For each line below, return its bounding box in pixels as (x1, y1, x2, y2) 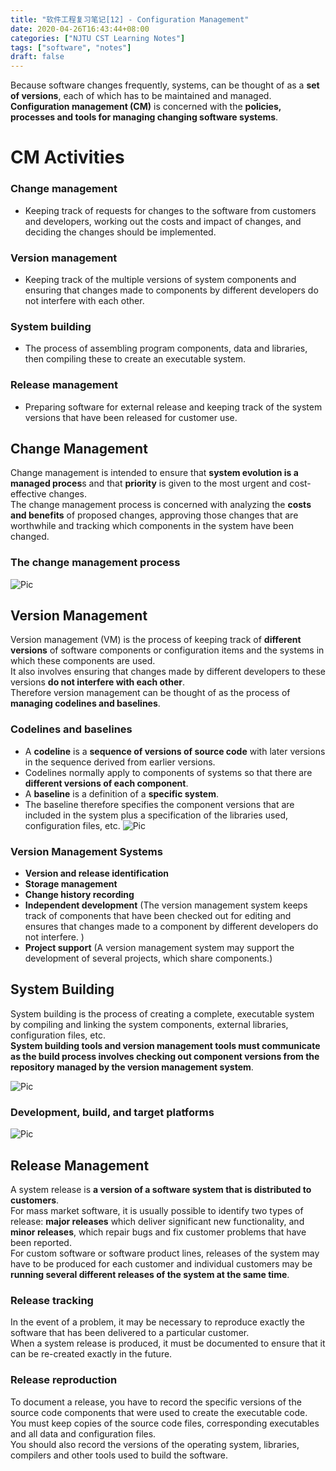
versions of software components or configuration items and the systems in (10, 644, 325, 656)
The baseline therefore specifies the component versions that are (24, 798, 295, 810)
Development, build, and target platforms (10, 1105, 215, 1119)
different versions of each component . (24, 777, 189, 789)
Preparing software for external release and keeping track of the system (24, 401, 323, 413)
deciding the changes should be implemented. (24, 226, 217, 238)
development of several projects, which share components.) (24, 952, 273, 965)
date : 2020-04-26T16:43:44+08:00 (10, 24, 150, 34)
